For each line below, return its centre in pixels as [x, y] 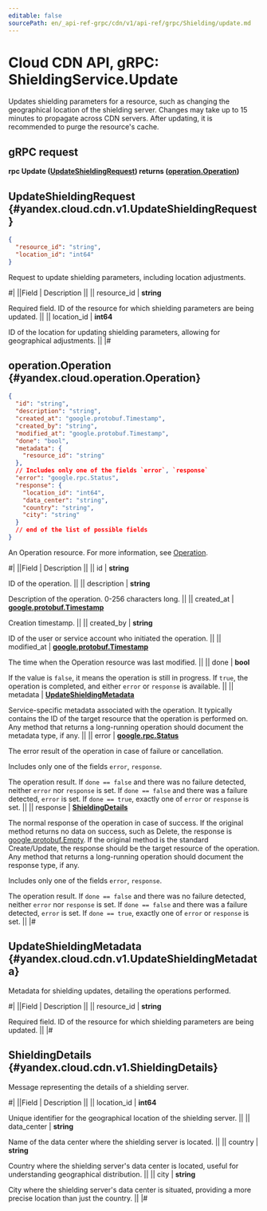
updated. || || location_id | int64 [61, 317]
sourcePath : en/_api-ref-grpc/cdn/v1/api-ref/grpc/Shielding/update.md [130, 23]
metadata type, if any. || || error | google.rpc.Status [94, 736]
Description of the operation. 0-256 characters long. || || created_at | [121, 598]
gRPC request [43, 152]
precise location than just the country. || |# [78, 1198]
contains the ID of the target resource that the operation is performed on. [128, 718]
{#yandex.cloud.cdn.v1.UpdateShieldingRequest [133, 209]
